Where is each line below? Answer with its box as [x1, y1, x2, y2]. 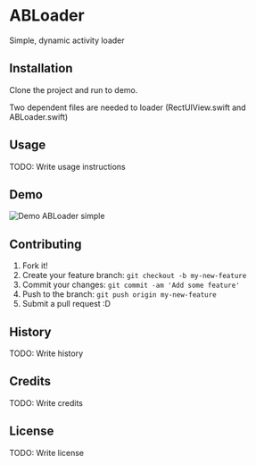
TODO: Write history [9, 348, 84, 359]
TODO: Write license [9, 447, 85, 458]
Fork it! [21, 260, 49, 271]
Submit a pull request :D [21, 299, 111, 309]
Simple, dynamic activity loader [9, 35, 125, 46]
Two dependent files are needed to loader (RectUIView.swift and [9, 102, 247, 113]
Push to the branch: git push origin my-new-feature [21, 289, 217, 300]
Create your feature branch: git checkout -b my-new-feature [21, 270, 247, 281]
